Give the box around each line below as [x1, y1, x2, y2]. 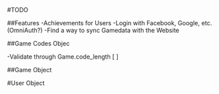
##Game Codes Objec [7, 40, 70, 47]
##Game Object [7, 66, 52, 74]
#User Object [7, 79, 45, 87]
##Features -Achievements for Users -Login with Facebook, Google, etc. [7, 19, 212, 27]
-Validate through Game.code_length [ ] [7, 52, 118, 61]
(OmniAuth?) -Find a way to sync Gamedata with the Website [7, 27, 179, 34]
